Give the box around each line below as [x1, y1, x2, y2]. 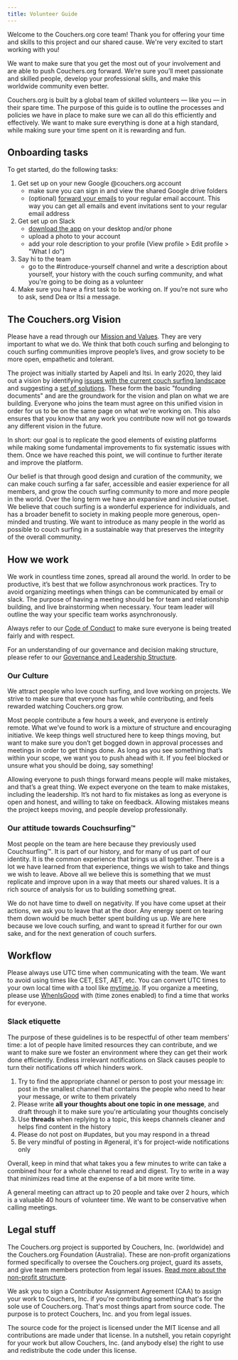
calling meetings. [7, 1202, 58, 1212]
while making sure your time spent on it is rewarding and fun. [7, 125, 186, 134]
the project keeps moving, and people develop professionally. [7, 805, 188, 814]
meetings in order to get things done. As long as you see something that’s [7, 746, 223, 755]
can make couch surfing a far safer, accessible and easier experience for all [7, 480, 229, 488]
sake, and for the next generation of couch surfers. [7, 929, 157, 937]
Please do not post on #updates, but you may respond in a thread [17, 1130, 210, 1138]
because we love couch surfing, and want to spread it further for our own [7, 921, 222, 930]
